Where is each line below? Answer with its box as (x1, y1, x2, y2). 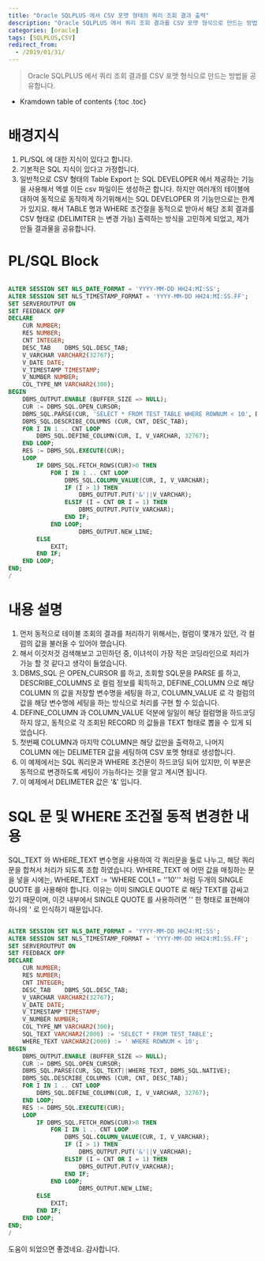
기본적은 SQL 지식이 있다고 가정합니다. (19, 164, 140, 174)
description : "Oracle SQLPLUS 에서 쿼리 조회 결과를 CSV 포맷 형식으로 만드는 (8, 19, 244, 27)
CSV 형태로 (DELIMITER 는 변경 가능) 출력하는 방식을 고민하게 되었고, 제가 (19, 214, 250, 223)
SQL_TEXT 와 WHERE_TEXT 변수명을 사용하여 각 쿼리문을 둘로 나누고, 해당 (8, 855, 241, 865)
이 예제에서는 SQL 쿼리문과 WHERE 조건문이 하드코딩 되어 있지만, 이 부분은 (19, 757, 252, 767)
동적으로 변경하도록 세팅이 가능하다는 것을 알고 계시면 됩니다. (19, 767, 207, 776)
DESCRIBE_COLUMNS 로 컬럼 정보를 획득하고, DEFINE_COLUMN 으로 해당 (19, 678, 255, 687)
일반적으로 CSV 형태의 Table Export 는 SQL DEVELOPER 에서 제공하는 (19, 174, 241, 184)
